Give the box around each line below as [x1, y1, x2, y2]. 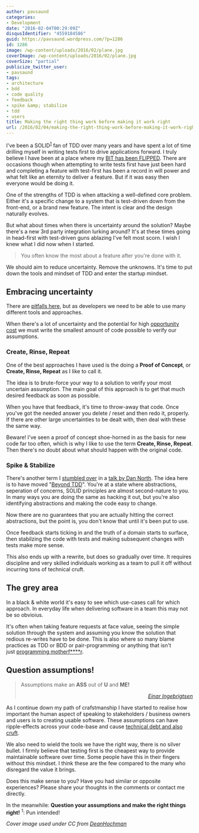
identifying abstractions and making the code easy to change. [6, 500, 158, 507]
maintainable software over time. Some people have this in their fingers [6, 753, 180, 760]
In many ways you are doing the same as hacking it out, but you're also [6, 494, 179, 501]
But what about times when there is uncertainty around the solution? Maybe [6, 221, 191, 228]
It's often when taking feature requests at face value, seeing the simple [6, 622, 179, 629]
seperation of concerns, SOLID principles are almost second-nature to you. [6, 487, 190, 494]
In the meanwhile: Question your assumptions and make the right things [6, 802, 187, 809]
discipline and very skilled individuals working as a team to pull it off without [6, 559, 192, 567]
